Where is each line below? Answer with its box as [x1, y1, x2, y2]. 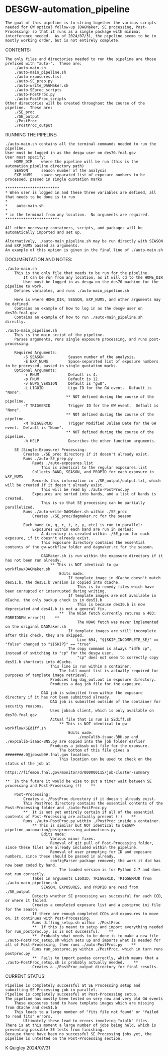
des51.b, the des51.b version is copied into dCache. [5, 580, 121, 585]
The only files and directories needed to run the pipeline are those [5, 57, 156, 62]
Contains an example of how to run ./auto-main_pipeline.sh [14, 315, 143, 320]
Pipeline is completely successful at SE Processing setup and [5, 983, 141, 988]
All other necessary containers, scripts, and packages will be [5, 225, 143, 230]
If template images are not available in [68, 593, 156, 598]
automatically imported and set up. [5, 230, 82, 235]
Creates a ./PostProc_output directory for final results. [32, 964, 158, 969]
